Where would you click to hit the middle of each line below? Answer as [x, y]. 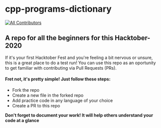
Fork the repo [26, 90]
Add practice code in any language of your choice [62, 100]
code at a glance [22, 120]
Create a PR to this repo [36, 105]
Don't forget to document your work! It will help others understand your [79, 115]
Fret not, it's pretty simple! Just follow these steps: [58, 79]
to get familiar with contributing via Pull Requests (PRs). [61, 68]
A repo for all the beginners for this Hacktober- [78, 38]
